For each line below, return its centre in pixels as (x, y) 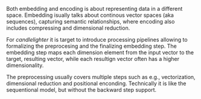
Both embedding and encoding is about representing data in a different (94, 9)
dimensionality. (25, 65)
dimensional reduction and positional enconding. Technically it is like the (96, 83)
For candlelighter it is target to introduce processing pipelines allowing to (97, 40)
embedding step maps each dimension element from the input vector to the (100, 53)
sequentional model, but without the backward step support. (81, 90)
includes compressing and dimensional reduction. (68, 28)
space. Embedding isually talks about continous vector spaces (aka (90, 15)
